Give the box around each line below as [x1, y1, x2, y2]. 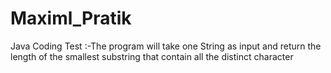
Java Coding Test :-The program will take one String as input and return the [10, 40, 322, 52]
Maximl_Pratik [10, 7, 132, 30]
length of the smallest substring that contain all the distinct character [10, 50, 294, 62]
